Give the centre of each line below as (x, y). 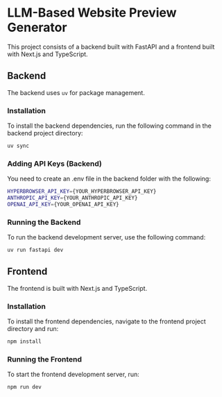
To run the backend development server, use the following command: (106, 237)
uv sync (18, 146)
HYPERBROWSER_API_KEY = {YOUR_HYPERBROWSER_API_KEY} (82, 192)
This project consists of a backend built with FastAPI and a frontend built (111, 47)
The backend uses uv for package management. (76, 92)
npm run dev (24, 387)
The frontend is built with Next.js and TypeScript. (77, 288)
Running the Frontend (44, 359)
